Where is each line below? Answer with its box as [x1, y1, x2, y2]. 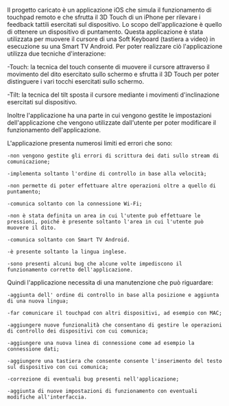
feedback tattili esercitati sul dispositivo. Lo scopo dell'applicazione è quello [7, 21, 222, 28]
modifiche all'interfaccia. [7, 394, 88, 401]
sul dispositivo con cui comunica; [7, 363, 109, 370]
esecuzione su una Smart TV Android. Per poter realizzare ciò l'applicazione [7, 43, 223, 50]
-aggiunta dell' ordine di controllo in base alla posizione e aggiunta [7, 291, 219, 298]
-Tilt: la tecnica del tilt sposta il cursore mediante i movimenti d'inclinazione [7, 91, 219, 99]
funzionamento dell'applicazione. [7, 126, 101, 134]
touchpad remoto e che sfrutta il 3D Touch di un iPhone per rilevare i [7, 13, 201, 21]
